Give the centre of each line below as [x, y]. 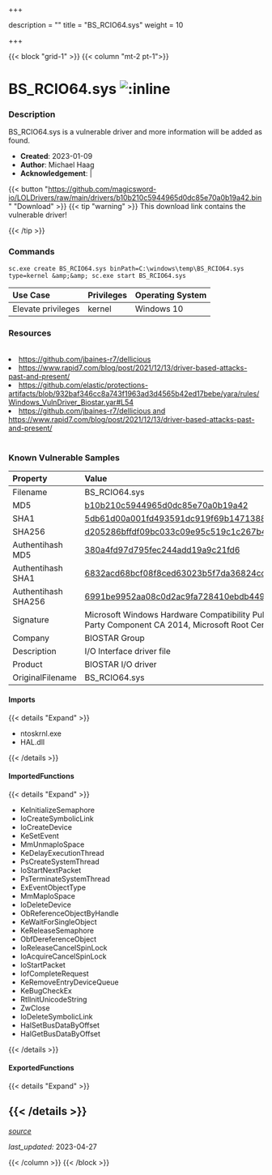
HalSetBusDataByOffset [59, 1025]
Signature [31, 620]
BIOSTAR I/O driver [121, 664]
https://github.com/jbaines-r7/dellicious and [92, 411]
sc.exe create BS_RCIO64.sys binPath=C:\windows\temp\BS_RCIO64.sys [126, 268]
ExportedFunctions [41, 1068]
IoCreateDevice [46, 827]
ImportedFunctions [41, 776]
